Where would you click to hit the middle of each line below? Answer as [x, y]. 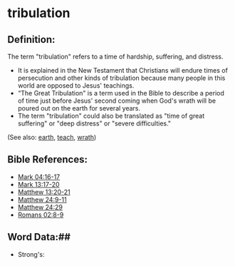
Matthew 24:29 [40, 207]
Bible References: [47, 159]
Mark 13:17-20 [38, 184]
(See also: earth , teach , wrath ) [52, 137]
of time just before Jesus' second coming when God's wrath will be [116, 101]
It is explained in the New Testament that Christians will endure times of [122, 70]
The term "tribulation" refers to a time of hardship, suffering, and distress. [115, 56]
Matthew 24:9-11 [42, 199]
